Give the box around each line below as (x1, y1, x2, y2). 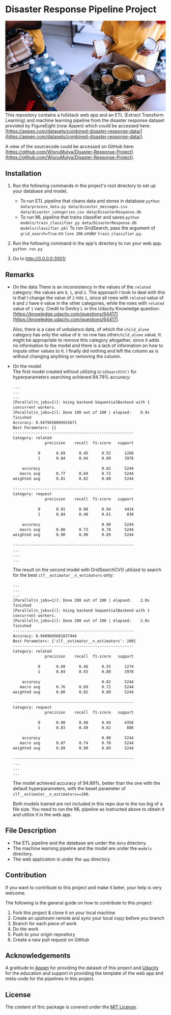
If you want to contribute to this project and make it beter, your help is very (5, 884, 162, 890)
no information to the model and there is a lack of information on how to (12, 342, 163, 349)
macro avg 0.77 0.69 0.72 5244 (19, 471, 134, 476)
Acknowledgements (5, 951, 71, 960)
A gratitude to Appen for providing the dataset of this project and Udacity (5, 965, 159, 971)
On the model (12, 363, 42, 369)
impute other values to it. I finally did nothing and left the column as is (12, 348, 159, 354)
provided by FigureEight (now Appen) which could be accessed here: (5, 123, 151, 129)
